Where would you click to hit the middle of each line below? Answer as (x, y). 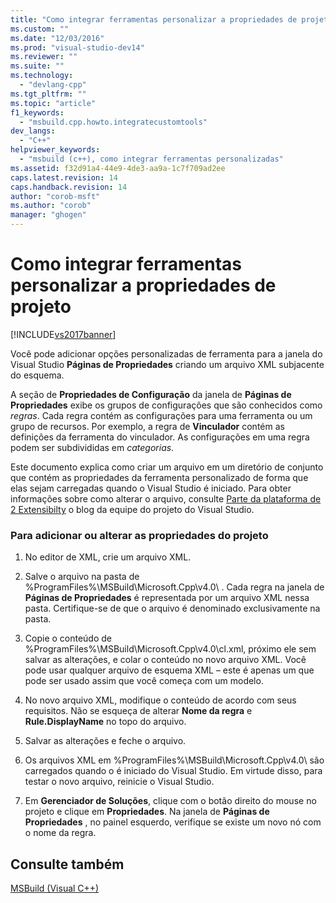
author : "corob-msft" (55, 196)
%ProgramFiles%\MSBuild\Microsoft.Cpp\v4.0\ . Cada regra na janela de (174, 587)
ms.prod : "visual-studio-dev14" (77, 47)
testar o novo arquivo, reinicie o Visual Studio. (119, 782)
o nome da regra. (60, 833)
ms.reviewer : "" (44, 57)
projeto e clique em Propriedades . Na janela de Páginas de (147, 812)
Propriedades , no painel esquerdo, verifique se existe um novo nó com (173, 822)
